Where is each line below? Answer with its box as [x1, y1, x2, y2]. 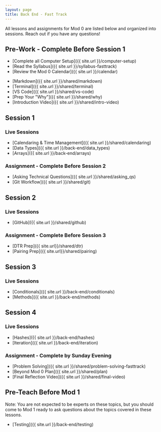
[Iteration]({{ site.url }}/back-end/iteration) [12, 339, 98, 345]
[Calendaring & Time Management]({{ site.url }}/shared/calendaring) [12, 140, 152, 145]
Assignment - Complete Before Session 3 [5, 232, 106, 239]
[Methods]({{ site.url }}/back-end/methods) [12, 294, 101, 300]
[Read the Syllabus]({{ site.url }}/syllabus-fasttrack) [12, 63, 117, 69]
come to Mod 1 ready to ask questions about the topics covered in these [5, 406, 152, 412]
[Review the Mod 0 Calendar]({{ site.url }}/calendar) [12, 69, 118, 75]
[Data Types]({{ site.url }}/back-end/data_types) [12, 145, 110, 151]
